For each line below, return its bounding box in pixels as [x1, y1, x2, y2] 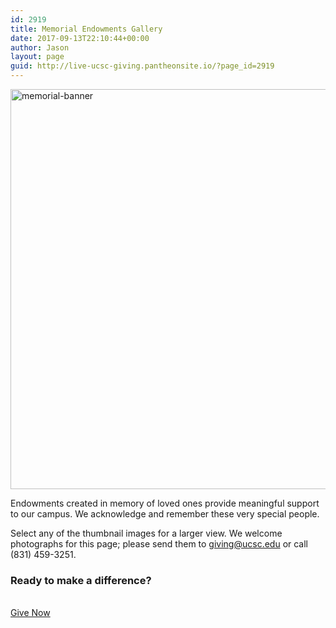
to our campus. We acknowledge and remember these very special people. [10, 508, 320, 520]
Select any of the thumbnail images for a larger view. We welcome [10, 527, 283, 539]
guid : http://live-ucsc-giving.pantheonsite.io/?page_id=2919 [10, 61, 275, 71]
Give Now [10, 607, 51, 619]
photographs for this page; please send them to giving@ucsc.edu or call [10, 538, 309, 550]
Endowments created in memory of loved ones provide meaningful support [10, 497, 320, 509]
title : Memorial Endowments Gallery [10, 24, 163, 34]
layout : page [10, 52, 65, 62]
